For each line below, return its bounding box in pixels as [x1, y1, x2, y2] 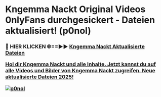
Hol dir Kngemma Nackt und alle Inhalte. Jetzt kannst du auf [5, 61, 156, 68]
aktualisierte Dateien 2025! [5, 73, 74, 80]
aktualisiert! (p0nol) [5, 25, 91, 36]
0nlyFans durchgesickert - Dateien [5, 14, 155, 26]
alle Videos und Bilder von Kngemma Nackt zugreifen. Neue [5, 67, 155, 74]
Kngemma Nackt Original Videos [5, 4, 146, 15]
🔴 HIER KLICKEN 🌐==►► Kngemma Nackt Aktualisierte [5, 43, 145, 50]
